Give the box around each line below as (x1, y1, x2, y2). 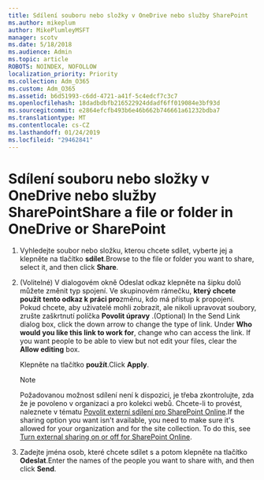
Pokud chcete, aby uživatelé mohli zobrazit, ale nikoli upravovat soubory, (19, 303, 257, 312)
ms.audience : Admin (8, 48, 73, 56)
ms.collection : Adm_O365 (8, 77, 90, 85)
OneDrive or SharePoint (8, 220, 166, 238)
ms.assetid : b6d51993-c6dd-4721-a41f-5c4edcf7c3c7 (8, 92, 178, 100)
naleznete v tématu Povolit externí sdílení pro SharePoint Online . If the (19, 407, 245, 417)
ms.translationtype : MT (8, 114, 87, 122)
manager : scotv (8, 33, 58, 42)
